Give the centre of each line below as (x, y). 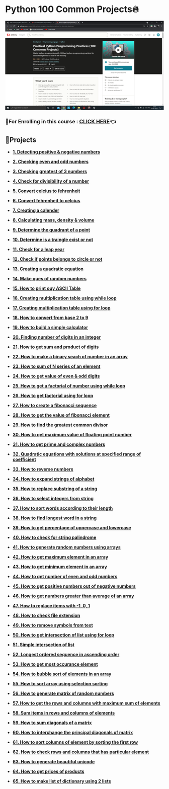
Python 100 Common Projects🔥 (72, 9)
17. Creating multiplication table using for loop (61, 308)
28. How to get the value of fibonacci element (61, 415)
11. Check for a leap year (38, 250)
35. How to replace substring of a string (55, 489)
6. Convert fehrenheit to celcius (46, 201)
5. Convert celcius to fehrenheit (46, 191)
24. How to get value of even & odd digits (56, 376)
